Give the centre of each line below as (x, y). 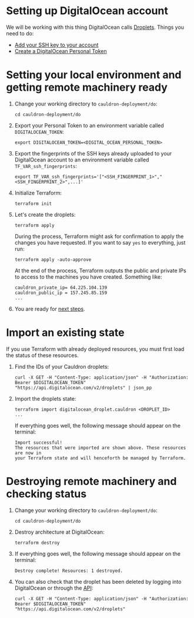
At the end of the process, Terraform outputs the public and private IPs (100, 270)
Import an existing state (65, 333)
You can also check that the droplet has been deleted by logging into (98, 581)
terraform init (33, 204)
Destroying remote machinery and (91, 481)
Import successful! (39, 442)
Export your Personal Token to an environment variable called (89, 125)
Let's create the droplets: (45, 214)
